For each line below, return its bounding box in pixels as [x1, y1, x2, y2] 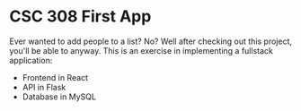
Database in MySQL [22, 91, 97, 102]
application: [9, 55, 53, 65]
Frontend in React [22, 72, 88, 82]
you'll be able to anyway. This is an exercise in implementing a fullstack [9, 45, 274, 55]
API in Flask [22, 81, 66, 92]
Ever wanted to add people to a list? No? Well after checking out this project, [9, 36, 293, 47]
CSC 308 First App [9, 6, 152, 27]
